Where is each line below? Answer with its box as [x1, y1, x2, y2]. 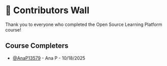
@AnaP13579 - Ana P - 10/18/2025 [12, 55, 85, 61]
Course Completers [5, 42, 69, 50]
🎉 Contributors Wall [5, 5, 90, 16]
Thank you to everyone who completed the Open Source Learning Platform [5, 21, 162, 27]
